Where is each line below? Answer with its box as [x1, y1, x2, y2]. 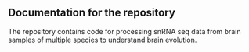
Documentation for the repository [8, 6, 176, 19]
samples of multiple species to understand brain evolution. [8, 35, 197, 44]
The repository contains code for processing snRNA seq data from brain [8, 26, 241, 36]
